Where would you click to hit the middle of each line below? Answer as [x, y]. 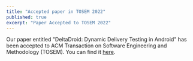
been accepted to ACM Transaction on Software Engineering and [87, 46]
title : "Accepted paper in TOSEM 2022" [56, 12]
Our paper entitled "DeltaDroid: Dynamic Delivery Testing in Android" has [96, 40]
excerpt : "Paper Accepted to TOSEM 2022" [59, 23]
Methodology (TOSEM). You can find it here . [61, 52]
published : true [26, 17]
